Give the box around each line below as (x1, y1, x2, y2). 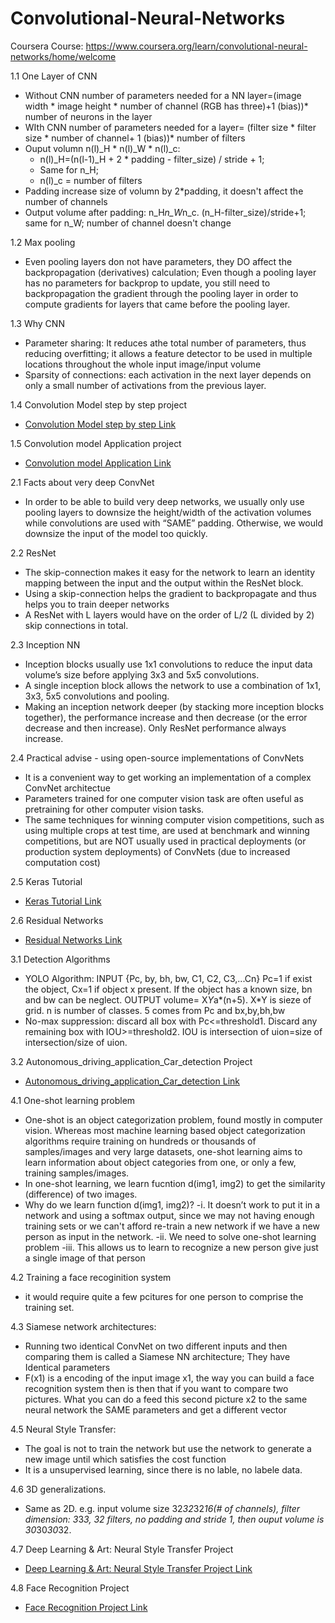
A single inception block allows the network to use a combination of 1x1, (24, 679, 322, 691)
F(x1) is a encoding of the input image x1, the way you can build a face (24, 1372, 315, 1384)
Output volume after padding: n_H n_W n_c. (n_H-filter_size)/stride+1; (24, 206, 307, 218)
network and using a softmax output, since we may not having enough (24, 1209, 315, 1221)
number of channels (24, 195, 108, 207)
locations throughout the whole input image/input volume (24, 358, 262, 370)
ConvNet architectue (24, 782, 111, 794)
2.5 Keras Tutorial (10, 875, 83, 887)
